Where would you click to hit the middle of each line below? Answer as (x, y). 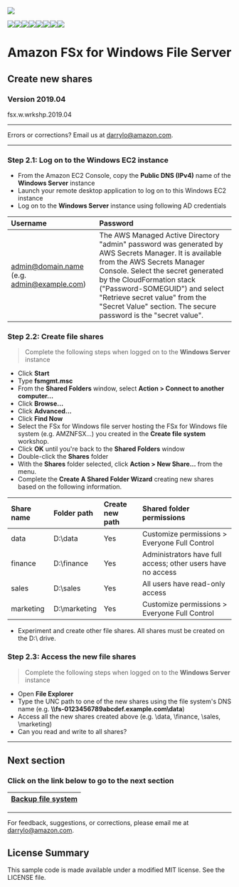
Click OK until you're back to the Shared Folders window (101, 449)
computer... (36, 396)
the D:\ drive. (37, 638)
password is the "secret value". (152, 315)
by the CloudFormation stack (147, 280)
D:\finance (71, 563)
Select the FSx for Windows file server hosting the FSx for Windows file (122, 426)
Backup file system (44, 799)
